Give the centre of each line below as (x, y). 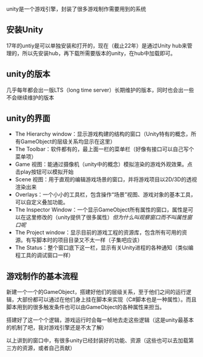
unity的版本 (28, 74)
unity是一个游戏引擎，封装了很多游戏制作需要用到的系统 (76, 9)
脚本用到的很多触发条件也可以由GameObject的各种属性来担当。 (86, 307)
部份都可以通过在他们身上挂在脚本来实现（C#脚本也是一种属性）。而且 (109, 299)
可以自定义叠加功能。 (42, 202)
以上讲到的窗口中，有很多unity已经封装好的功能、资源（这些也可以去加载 (98, 341)
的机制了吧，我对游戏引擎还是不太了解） (57, 328)
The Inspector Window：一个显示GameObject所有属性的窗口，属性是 (101, 210)
